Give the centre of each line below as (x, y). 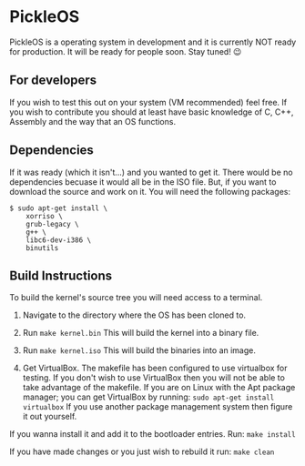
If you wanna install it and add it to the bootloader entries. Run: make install (152, 434)
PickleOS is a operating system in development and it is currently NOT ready (153, 42)
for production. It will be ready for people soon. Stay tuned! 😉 (126, 51)
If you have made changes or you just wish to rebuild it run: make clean (142, 451)
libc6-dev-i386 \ (59, 240)
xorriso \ (45, 216)
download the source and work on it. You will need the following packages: (150, 191)
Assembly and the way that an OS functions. (92, 121)
